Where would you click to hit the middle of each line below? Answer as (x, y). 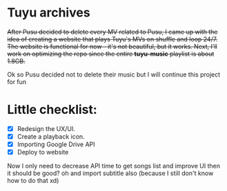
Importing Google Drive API (56, 144)
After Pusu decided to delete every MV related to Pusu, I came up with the (112, 32)
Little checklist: (52, 110)
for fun (17, 81)
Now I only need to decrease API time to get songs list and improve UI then (114, 166)
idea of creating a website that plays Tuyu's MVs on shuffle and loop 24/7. (112, 39)
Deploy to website (43, 152)
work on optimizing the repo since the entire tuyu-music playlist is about (111, 54)
